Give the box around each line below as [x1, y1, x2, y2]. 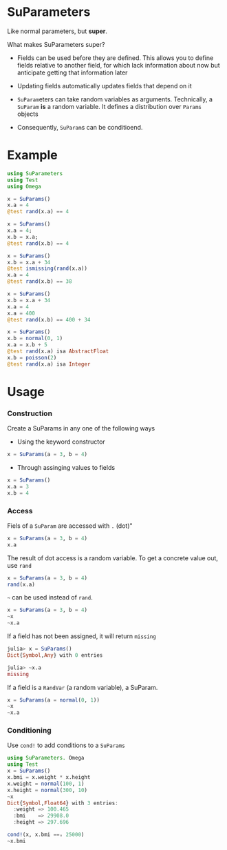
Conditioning [7, 726, 52, 735]
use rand [7, 561, 32, 569]
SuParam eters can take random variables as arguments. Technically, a [17, 95, 213, 103]
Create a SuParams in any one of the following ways [7, 424, 155, 433]
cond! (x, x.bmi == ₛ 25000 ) [7, 831, 85, 838]
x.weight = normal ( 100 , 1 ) [7, 780, 85, 787]
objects [17, 110, 39, 118]
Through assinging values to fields [17, 463, 116, 471]
